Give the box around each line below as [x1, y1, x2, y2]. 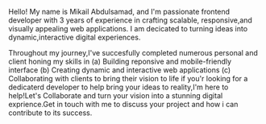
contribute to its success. [8, 108, 93, 118]
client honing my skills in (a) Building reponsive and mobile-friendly [8, 56, 232, 66]
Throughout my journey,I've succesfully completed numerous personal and [8, 48, 258, 57]
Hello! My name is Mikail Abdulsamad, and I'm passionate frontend [8, 7, 231, 16]
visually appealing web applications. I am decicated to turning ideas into [8, 24, 248, 33]
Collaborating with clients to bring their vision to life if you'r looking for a [8, 74, 248, 83]
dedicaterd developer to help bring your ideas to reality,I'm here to [8, 82, 229, 92]
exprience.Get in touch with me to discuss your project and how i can [8, 100, 239, 109]
